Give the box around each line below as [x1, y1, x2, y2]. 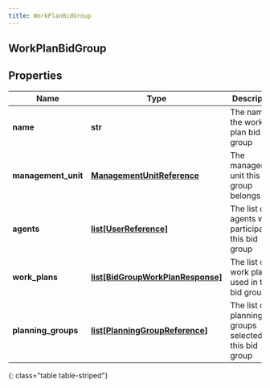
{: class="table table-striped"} [8, 370, 108, 380]
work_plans [12, 271, 59, 283]
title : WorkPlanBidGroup [8, 11, 92, 20]
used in [230, 276, 259, 287]
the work [230, 116, 264, 127]
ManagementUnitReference [91, 170, 199, 181]
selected [230, 329, 263, 341]
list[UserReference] [91, 223, 169, 234]
